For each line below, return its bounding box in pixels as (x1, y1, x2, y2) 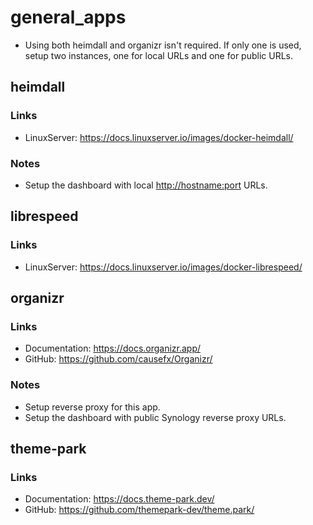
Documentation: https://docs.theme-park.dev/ (24, 493, 215, 505)
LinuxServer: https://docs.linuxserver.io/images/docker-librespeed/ (24, 261, 303, 273)
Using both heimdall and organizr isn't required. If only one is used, (24, 39, 302, 51)
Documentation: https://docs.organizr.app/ (24, 342, 202, 355)
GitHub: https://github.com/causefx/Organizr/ (24, 353, 213, 365)
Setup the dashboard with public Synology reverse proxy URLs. (24, 411, 287, 423)
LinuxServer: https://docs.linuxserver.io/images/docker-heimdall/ (24, 131, 294, 143)
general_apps (10, 6, 127, 29)
